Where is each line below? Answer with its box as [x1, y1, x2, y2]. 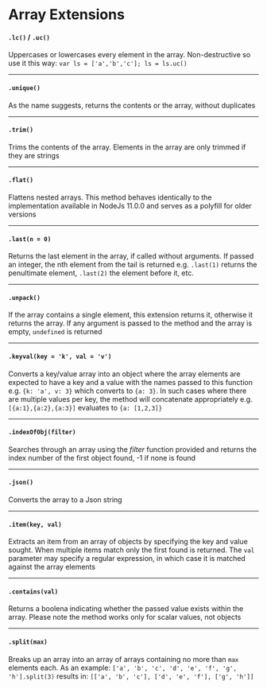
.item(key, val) [8, 520, 62, 528]
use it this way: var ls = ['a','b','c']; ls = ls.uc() [8, 58, 188, 68]
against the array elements [8, 562, 96, 572]
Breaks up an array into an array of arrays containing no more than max [8, 654, 239, 664]
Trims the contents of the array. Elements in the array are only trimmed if [8, 142, 246, 152]
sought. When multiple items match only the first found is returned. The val [8, 545, 255, 555]
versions [8, 209, 37, 219]
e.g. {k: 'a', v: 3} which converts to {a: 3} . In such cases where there [8, 386, 247, 395]
